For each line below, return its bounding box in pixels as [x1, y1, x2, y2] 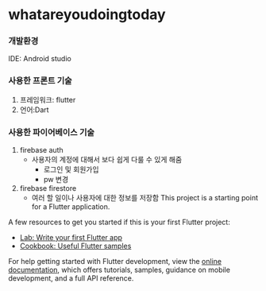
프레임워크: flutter [19, 95, 76, 104]
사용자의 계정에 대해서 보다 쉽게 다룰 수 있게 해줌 [31, 155, 183, 165]
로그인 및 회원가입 [43, 165, 99, 174]
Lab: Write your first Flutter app [19, 233, 123, 242]
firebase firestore [19, 184, 77, 193]
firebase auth [19, 145, 64, 155]
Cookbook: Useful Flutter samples [19, 241, 132, 251]
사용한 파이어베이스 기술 [8, 126, 95, 138]
